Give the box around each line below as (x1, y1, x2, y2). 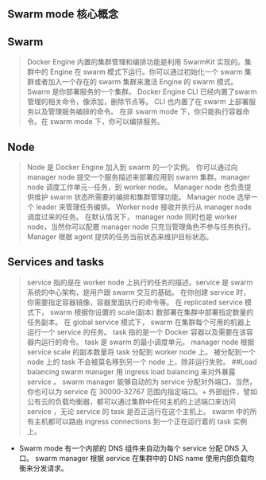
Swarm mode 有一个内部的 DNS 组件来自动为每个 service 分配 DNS (18, 443, 240, 453)
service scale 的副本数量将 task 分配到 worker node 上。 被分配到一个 (26, 346, 256, 356)
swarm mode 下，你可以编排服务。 (49, 117, 164, 126)
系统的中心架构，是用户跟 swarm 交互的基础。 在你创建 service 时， (26, 287, 251, 296)
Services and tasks (7, 255, 105, 269)
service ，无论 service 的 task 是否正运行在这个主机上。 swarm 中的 (26, 406, 251, 416)
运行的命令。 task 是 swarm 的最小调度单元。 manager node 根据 (40, 337, 255, 346)
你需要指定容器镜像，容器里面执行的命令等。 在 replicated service (26, 297, 243, 307)
